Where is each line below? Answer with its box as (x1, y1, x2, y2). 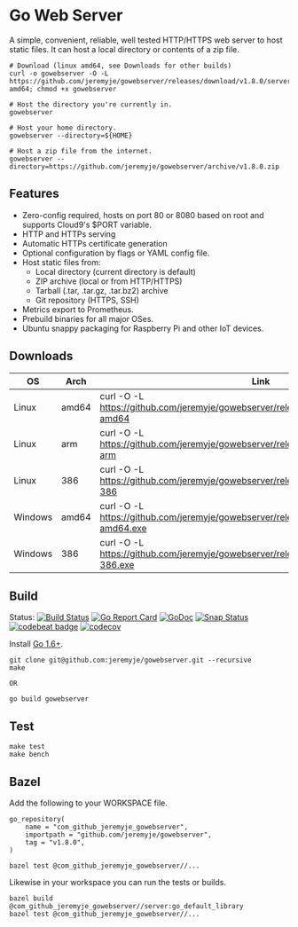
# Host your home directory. (9, 123, 117, 132)
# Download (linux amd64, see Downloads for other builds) (9, 61, 232, 70)
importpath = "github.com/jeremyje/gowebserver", (25, 830, 213, 839)
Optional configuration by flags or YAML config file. (21, 247, 210, 258)
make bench (9, 750, 50, 759)
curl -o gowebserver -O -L (9, 68, 109, 78)
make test (9, 742, 46, 751)
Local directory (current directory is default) (35, 266, 197, 277)
